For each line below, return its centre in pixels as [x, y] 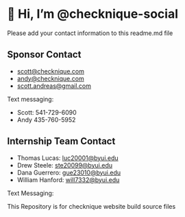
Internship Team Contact [61, 141]
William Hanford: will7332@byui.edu [68, 180]
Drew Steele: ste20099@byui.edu [65, 165]
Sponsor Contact [44, 55]
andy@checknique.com [50, 78]
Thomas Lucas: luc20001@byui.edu [67, 158]
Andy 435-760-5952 [46, 119]
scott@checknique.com [50, 71]
